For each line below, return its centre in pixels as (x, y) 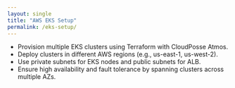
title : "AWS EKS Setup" (42, 20)
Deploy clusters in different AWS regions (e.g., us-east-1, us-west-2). (118, 54)
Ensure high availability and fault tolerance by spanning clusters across (120, 69)
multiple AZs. (37, 77)
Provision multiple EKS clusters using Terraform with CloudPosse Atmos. (123, 47)
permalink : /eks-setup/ (42, 27)
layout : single (30, 14)
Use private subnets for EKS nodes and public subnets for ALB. (109, 62)
